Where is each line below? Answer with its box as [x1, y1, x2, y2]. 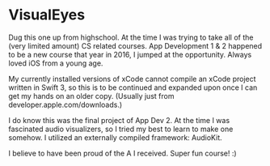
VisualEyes [8, 6, 86, 24]
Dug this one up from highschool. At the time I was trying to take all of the [8, 32, 254, 42]
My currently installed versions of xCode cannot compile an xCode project [8, 74, 256, 83]
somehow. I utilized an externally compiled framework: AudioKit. [8, 132, 222, 143]
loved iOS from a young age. [8, 58, 103, 68]
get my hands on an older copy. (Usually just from [8, 91, 175, 100]
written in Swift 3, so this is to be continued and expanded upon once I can [8, 83, 258, 92]
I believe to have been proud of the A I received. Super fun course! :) [8, 148, 237, 158]
